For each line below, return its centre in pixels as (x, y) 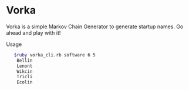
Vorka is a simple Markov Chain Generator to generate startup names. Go (95, 26)
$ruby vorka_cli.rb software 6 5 (55, 55)
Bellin (25, 60)
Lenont (25, 66)
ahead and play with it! (33, 32)
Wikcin (25, 71)
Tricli (25, 77)
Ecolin (25, 82)
